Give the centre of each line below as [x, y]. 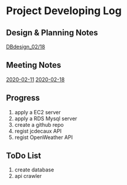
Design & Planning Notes [52, 33]
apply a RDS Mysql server [46, 118]
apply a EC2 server [38, 112]
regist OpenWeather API [44, 137]
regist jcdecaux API [38, 131]
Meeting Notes [34, 65]
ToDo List [24, 156]
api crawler [28, 176]
